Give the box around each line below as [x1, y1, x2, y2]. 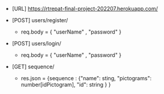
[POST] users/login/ [11, 40, 62, 47]
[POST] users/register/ [11, 17, 68, 23]
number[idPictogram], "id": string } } [20, 81, 111, 88]
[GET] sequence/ [11, 63, 55, 70]
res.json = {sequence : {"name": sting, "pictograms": [20, 75, 152, 81]
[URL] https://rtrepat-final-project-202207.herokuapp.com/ [11, 5, 158, 12]
